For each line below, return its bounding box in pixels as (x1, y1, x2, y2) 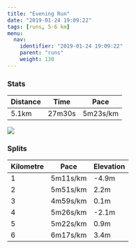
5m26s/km (50, 208, 87, 218)
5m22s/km (50, 219, 87, 229)
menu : (7, 29, 23, 37)
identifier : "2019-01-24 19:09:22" (20, 43, 123, 50)
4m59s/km (50, 197, 87, 206)
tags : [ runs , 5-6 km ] (7, 23, 70, 30)
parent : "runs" (20, 50, 64, 57)
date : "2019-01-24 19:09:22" (7, 17, 92, 24)
